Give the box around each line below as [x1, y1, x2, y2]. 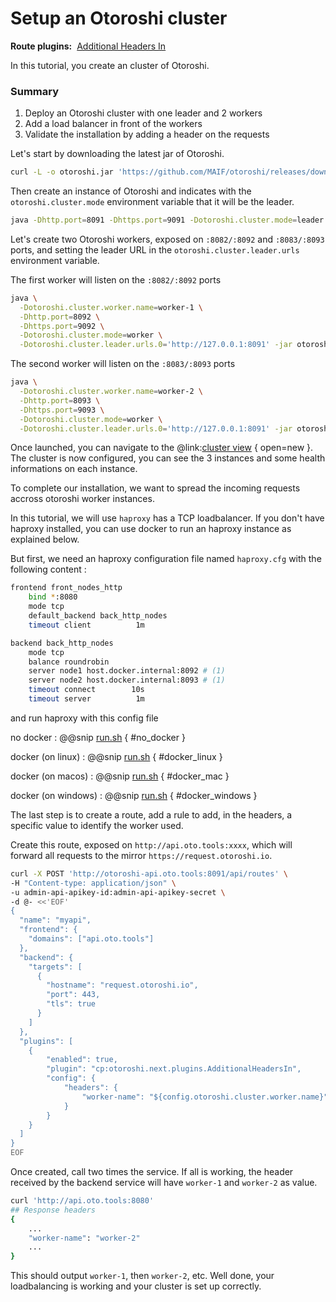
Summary [10, 84, 60, 98]
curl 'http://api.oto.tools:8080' [10, 1196, 155, 1206]
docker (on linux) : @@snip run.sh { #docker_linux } [10, 750, 223, 762]
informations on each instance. [10, 463, 138, 475]
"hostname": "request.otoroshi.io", [46, 980, 199, 991]
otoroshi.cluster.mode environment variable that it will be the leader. [10, 196, 295, 208]
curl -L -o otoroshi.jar [10, 167, 114, 177]
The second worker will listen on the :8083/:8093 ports [10, 358, 236, 370]
